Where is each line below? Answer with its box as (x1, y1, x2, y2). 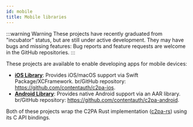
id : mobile (6, 8, 33, 15)
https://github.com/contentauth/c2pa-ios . (14, 84, 116, 91)
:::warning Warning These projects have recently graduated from (6, 30, 163, 37)
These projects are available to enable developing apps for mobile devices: (6, 60, 188, 67)
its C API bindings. (6, 114, 51, 121)
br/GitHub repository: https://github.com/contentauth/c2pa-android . (14, 96, 180, 103)
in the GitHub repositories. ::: (6, 49, 76, 56)
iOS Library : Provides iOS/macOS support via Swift (14, 71, 139, 78)
